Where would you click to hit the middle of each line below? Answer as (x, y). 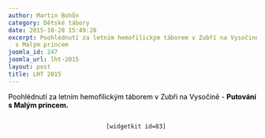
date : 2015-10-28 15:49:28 (52, 30)
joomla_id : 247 (33, 52)
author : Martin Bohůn (44, 15)
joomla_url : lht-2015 (44, 60)
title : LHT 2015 (35, 74)
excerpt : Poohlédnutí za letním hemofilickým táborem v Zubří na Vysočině (134, 37)
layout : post (30, 67)
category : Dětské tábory (49, 23)
